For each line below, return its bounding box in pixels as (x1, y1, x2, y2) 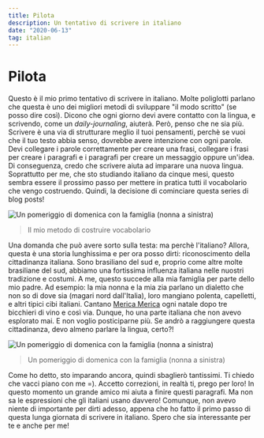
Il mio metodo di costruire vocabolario (27, 225, 151, 235)
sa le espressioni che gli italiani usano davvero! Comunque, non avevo (8, 396, 236, 406)
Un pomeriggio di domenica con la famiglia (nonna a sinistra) (27, 355, 226, 364)
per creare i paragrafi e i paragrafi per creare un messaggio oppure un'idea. (8, 153, 255, 162)
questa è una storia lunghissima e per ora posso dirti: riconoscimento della (8, 249, 251, 259)
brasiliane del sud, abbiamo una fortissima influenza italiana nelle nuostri (8, 266, 244, 275)
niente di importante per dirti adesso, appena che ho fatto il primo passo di (8, 404, 251, 413)
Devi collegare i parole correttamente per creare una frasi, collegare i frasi (8, 144, 249, 154)
